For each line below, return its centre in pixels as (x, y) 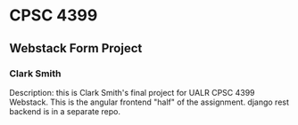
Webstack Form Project (76, 48)
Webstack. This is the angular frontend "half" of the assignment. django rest (149, 102)
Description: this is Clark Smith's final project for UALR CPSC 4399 (132, 92)
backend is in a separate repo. (65, 111)
